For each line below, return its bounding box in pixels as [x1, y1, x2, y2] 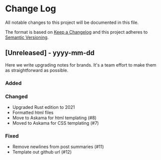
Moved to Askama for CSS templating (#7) [12, 120, 99, 126]
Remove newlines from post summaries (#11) [12, 144, 104, 150]
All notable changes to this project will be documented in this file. [5, 19, 139, 25]
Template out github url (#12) [12, 149, 72, 155]
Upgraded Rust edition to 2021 [12, 104, 76, 110]
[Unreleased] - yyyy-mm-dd [5, 49, 95, 57]
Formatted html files [12, 109, 54, 115]
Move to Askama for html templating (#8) [12, 115, 97, 121]
